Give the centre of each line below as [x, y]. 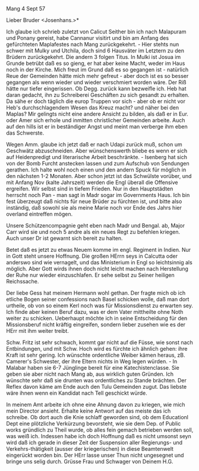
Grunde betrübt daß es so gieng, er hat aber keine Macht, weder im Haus [96, 63]
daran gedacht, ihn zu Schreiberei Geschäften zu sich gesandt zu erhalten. [98, 95]
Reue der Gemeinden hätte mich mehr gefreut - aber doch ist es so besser [97, 76]
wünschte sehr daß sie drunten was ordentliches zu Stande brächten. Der [97, 380]
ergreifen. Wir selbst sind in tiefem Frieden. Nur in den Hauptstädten [90, 189]
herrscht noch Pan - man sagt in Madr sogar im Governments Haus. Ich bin [98, 195]
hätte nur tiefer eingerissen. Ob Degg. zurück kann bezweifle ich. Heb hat [96, 88]
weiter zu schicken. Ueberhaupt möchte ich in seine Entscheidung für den [97, 318]
